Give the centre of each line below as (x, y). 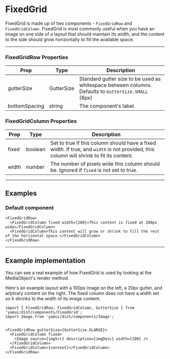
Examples (21, 193)
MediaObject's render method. (37, 278)
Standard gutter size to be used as (120, 79)
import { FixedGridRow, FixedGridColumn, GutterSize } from (70, 308)
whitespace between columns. (116, 85)
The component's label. (107, 106)
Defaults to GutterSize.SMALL (114, 92)
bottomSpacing (26, 106)
